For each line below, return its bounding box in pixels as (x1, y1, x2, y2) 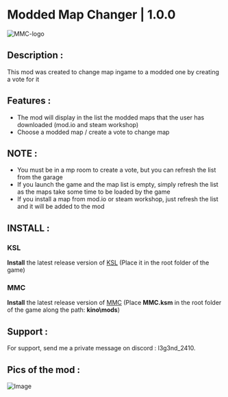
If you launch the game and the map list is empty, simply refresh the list (16, 181, 219, 189)
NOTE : (7, 148, 38, 159)
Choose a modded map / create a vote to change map (16, 128, 170, 136)
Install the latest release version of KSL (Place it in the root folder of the (7, 258, 210, 267)
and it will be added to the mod (16, 203, 105, 211)
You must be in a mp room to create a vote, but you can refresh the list (16, 166, 216, 174)
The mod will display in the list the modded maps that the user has (16, 113, 205, 122)
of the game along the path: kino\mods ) (7, 306, 121, 314)
